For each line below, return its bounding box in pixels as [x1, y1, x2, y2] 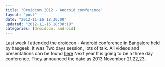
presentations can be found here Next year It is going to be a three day [5, 51, 153, 57]
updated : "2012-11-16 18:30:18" [5, 21, 73, 27]
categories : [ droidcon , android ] [5, 26, 76, 31]
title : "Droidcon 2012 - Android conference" [5, 7, 103, 13]
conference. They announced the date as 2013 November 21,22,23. [5, 56, 146, 62]
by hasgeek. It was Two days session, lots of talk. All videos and [5, 45, 139, 51]
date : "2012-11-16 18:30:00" [5, 17, 67, 22]
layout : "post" [5, 12, 37, 17]
